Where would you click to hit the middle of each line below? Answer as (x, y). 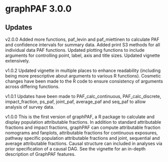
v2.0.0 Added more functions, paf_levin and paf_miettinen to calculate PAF (82, 39)
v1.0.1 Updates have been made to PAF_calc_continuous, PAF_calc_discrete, (83, 96)
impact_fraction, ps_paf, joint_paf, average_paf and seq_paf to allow (75, 102)
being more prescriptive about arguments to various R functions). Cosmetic (83, 76)
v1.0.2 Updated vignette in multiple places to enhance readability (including (83, 70)
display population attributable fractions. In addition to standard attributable (83, 122)
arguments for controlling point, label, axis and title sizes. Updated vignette (83, 55)
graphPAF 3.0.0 (38, 9)
